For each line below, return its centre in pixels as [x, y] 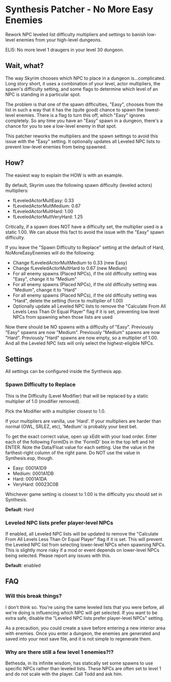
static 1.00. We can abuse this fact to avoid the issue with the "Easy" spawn [85, 232]
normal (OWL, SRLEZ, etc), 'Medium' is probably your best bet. [71, 426]
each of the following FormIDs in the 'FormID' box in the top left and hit [80, 442]
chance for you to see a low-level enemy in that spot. [61, 126]
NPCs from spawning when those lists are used [63, 317]
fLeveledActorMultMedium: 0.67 [46, 206]
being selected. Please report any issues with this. [58, 555]
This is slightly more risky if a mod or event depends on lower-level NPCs [82, 550]
